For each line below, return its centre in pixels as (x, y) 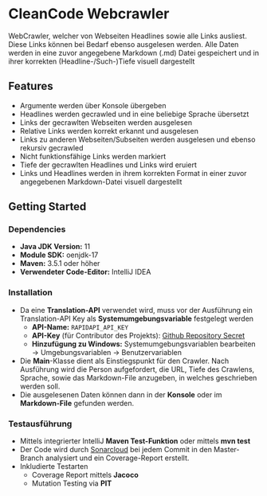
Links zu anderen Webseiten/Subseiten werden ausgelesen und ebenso (137, 139)
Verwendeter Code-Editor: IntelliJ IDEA (85, 272)
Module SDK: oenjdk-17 (59, 255)
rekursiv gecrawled (51, 147)
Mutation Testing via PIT (72, 483)
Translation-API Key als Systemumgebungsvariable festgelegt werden (136, 318)
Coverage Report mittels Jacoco (85, 475)
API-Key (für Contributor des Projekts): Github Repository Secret (138, 335)
